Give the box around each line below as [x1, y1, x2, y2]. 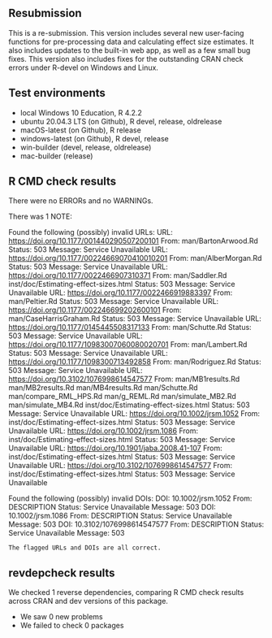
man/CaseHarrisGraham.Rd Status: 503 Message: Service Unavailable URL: [8, 314, 262, 323]
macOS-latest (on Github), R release [19, 125, 142, 135]
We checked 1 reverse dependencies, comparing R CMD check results [8, 588, 244, 597]
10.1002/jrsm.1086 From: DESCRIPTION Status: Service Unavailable [8, 511, 233, 521]
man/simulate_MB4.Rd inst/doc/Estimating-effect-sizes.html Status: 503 [8, 400, 250, 410]
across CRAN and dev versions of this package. [8, 597, 169, 606]
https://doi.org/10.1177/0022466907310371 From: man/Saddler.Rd [8, 271, 227, 280]
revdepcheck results [8, 566, 115, 579]
